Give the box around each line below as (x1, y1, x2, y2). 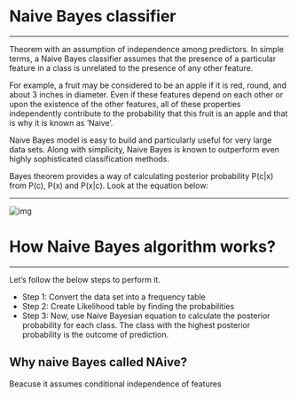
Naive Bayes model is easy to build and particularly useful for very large (9, 135, 272, 145)
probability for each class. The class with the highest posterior (21, 319, 251, 330)
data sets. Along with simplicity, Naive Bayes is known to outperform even (9, 144, 279, 154)
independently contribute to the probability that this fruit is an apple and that (9, 108, 288, 119)
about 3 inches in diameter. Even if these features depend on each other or (9, 89, 284, 99)
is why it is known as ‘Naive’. (9, 117, 114, 128)
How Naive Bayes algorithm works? (9, 237, 277, 257)
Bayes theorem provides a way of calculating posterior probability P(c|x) (9, 170, 274, 181)
